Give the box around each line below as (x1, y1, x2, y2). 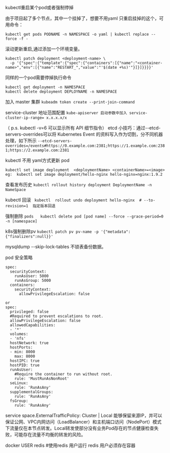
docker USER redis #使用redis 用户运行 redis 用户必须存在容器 (5, 442, 136, 448)
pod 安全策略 (5, 254, 33, 260)
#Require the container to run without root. (14, 371, 113, 377)
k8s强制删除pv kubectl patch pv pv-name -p (5, 228, 99, 234)
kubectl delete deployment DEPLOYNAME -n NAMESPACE (5, 89, 117, 94)
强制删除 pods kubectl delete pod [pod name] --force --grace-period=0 (5, 213, 164, 219)
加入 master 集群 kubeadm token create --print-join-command (5, 99, 135, 104)
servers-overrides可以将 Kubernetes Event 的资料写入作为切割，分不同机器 (5, 131, 163, 137)
